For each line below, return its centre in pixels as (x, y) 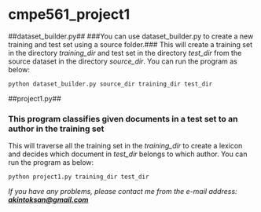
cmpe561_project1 (69, 15)
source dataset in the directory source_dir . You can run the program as (123, 61)
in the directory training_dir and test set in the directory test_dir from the (125, 53)
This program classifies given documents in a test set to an (123, 119)
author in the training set (56, 129)
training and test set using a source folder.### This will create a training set (130, 44)
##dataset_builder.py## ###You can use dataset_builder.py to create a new (131, 36)
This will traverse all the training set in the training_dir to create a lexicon (125, 146)
